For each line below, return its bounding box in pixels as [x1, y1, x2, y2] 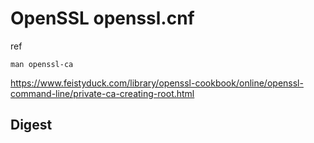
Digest [10, 117, 53, 134]
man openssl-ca [10, 59, 74, 69]
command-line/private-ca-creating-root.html [10, 87, 195, 99]
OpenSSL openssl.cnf [10, 7, 195, 30]
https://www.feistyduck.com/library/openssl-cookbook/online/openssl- [10, 77, 304, 89]
